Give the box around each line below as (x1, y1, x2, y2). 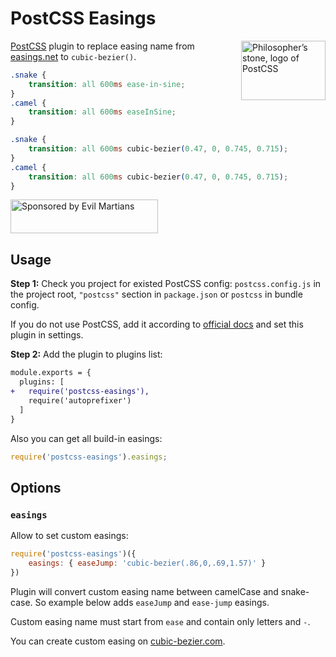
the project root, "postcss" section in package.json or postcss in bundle (10, 288, 303, 301)
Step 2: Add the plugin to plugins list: (10, 348, 163, 361)
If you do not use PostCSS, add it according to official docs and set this (10, 318, 304, 331)
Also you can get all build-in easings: (10, 432, 163, 444)
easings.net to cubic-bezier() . (10, 50, 137, 62)
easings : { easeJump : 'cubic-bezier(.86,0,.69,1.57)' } (28, 558, 267, 568)
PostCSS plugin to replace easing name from (10, 40, 195, 52)
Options (10, 479, 62, 496)
